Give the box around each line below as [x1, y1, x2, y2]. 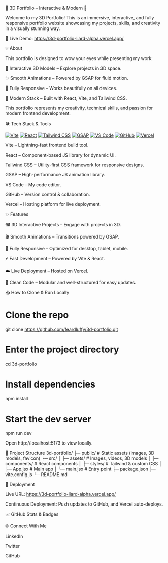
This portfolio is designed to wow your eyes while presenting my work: [5, 55, 153, 61]
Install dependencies [5, 379, 95, 390]
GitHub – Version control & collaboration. [5, 191, 90, 197]
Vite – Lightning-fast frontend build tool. [5, 142, 89, 148]
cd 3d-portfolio [5, 361, 37, 367]
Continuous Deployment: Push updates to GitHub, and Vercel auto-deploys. [5, 501, 163, 507]
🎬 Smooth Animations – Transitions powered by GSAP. [5, 234, 119, 240]
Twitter [5, 543, 20, 549]
